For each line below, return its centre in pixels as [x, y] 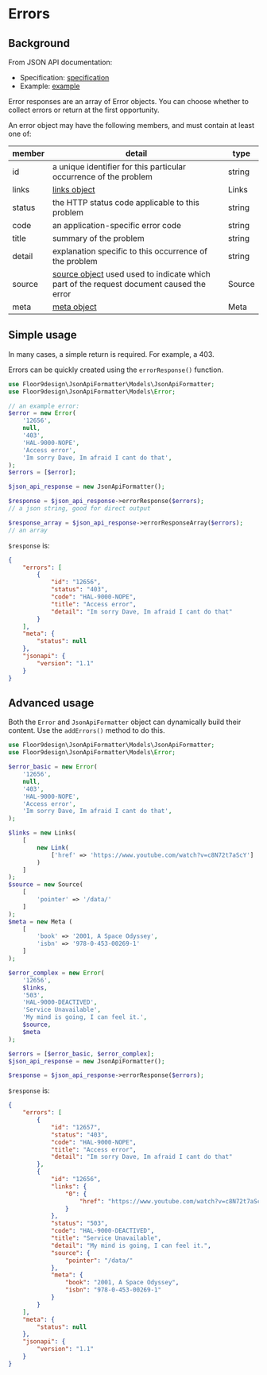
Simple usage [43, 335]
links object [74, 190]
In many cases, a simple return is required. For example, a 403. [111, 354]
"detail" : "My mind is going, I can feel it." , [131, 1245]
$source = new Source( [46, 885]
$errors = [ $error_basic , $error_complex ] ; [81, 1054]
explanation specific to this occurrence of [130, 251]
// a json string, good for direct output [79, 509]
